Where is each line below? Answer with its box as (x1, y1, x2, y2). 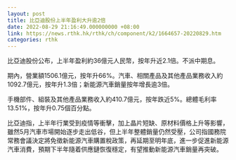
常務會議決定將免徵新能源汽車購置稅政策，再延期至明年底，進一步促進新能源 (7, 136, 229, 145)
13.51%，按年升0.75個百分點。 (7, 104, 96, 112)
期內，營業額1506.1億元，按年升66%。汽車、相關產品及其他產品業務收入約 (7, 72, 223, 80)
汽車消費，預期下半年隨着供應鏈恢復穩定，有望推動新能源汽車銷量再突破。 (7, 145, 223, 154)
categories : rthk (7, 36, 58, 44)
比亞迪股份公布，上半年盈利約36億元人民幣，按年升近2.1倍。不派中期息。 (7, 57, 220, 65)
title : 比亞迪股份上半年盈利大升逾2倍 (7, 17, 106, 24)
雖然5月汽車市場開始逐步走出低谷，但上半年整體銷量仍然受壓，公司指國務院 (7, 128, 227, 136)
